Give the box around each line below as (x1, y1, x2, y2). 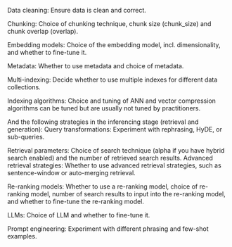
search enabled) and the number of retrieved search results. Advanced (7, 154, 213, 162)
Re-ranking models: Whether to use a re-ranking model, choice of (7, 182, 198, 191)
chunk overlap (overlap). (7, 27, 79, 35)
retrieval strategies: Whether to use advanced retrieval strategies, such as (7, 161, 221, 170)
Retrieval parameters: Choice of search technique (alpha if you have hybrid (7, 146, 225, 154)
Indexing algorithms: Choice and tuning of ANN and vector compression (7, 96, 217, 105)
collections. (7, 83, 41, 91)
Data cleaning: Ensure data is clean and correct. (7, 6, 146, 14)
